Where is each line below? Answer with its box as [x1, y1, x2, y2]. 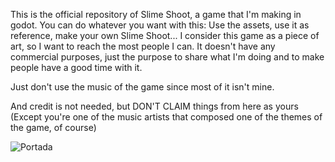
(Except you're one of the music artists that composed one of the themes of [10, 111, 323, 123]
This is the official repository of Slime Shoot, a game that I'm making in [10, 9, 302, 20]
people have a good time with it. [10, 62, 143, 73]
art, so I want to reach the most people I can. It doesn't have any [10, 40, 276, 52]
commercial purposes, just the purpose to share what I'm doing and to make [10, 51, 325, 63]
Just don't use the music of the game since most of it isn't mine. [10, 81, 275, 93]
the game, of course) [10, 122, 97, 133]
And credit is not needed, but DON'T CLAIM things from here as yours [10, 100, 299, 112]
